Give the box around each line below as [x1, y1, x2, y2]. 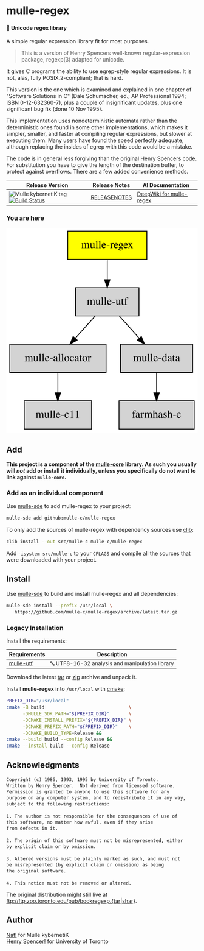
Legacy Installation [6, 623, 64, 632]
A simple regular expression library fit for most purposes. [6, 38, 149, 45]
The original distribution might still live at [6, 891, 108, 898]
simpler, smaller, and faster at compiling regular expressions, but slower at [6, 130, 192, 138]
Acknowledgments [6, 760, 80, 770]
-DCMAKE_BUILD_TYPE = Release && [22, 730, 102, 736]
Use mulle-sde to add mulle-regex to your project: [6, 503, 132, 510]
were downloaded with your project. [6, 556, 97, 564]
